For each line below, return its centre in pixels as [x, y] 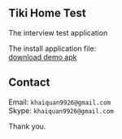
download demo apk [43, 57]
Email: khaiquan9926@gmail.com [60, 102]
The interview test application [58, 32]
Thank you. [27, 126]
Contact [29, 83]
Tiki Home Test [48, 13]
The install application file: [52, 48]
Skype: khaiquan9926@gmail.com [61, 110]
